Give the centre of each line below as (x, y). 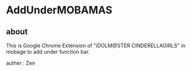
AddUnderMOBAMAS (59, 10)
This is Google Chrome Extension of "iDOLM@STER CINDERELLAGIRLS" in (96, 45)
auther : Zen (21, 63)
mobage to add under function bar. (48, 52)
